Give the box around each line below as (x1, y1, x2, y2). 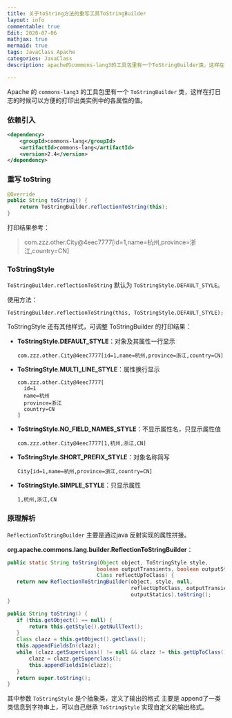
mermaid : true (7, 42, 48, 49)
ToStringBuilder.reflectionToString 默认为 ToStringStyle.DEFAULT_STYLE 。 (7, 281, 224, 289)
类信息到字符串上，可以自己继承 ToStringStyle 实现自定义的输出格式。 (7, 703, 209, 711)
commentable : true (7, 23, 60, 30)
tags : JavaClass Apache (7, 49, 76, 56)
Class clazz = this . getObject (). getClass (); (16, 636, 147, 643)
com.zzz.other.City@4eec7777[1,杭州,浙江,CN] (17, 440, 146, 447)
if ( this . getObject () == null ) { (16, 616, 113, 623)
